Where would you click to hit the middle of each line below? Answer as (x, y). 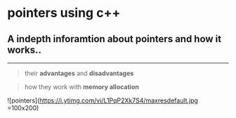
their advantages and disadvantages (79, 73)
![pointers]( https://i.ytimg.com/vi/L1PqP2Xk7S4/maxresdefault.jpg (103, 100)
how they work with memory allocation (81, 87)
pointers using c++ (64, 13)
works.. (25, 50)
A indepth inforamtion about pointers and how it (114, 39)
